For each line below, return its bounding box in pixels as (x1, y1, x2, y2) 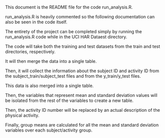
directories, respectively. (5, 49, 56, 54)
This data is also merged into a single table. (5, 83, 94, 89)
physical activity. (5, 112, 40, 118)
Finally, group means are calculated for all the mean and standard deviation (5, 122, 159, 128)
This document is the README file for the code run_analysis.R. (5, 4, 133, 10)
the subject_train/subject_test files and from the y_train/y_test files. (5, 73, 141, 79)
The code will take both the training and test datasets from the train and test (5, 44, 161, 49)
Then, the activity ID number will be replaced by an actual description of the (5, 107, 160, 113)
